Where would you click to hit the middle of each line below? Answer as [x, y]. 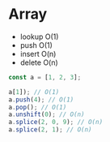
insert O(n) [38, 54]
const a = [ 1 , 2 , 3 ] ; [45, 77]
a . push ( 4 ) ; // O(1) [41, 99]
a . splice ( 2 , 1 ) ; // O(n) [50, 130]
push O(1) [36, 45]
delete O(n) [39, 62]
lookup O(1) [39, 37]
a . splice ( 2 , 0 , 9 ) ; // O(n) [56, 123]
